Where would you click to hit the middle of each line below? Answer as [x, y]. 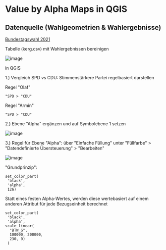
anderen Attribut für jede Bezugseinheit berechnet [56, 204]
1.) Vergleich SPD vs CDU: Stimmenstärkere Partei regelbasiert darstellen [80, 77]
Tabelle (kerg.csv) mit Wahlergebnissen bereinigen [57, 49]
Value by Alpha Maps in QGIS [66, 9]
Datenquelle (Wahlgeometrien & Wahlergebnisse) [83, 27]
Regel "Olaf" [18, 87]
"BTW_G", [19, 230]
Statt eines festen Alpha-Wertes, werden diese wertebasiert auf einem [77, 199]
